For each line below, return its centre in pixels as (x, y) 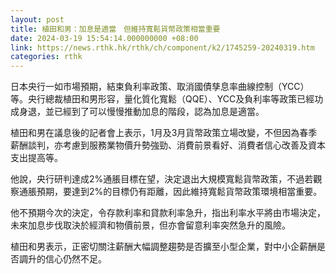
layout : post (37, 19)
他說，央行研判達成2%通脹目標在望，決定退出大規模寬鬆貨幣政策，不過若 (162, 179)
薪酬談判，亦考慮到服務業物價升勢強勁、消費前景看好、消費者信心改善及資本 (168, 145)
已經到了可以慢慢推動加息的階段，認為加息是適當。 (159, 112)
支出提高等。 (36, 158)
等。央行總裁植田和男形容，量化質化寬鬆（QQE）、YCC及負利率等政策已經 (162, 99)
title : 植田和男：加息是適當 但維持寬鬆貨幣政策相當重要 (115, 29)
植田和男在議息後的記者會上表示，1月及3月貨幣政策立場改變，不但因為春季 (164, 133)
